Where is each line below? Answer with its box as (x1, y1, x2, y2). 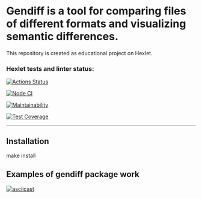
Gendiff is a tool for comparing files (6, 4, 186, 18)
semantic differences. (6, 30, 119, 43)
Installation (6, 136, 49, 146)
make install (6, 152, 36, 160)
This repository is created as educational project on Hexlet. (6, 49, 153, 56)
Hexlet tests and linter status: (6, 64, 94, 73)
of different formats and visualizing (6, 17, 186, 31)
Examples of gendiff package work (6, 169, 139, 179)
